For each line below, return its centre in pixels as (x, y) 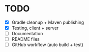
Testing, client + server (35, 28)
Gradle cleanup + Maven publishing (48, 22)
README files (26, 39)
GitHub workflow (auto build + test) (47, 45)
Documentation (27, 34)
